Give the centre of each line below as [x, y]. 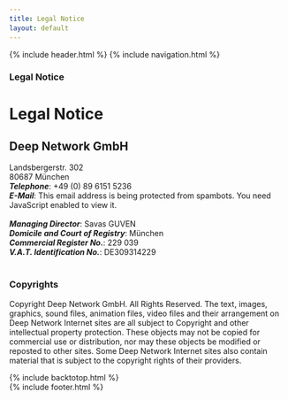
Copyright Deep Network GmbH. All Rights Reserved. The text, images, [138, 304]
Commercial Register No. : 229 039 [74, 242]
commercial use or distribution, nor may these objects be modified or [135, 342]
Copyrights [34, 285]
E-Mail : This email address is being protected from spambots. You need [140, 196]
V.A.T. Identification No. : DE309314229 [83, 252]
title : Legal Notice [47, 19]
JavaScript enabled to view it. [63, 205]
